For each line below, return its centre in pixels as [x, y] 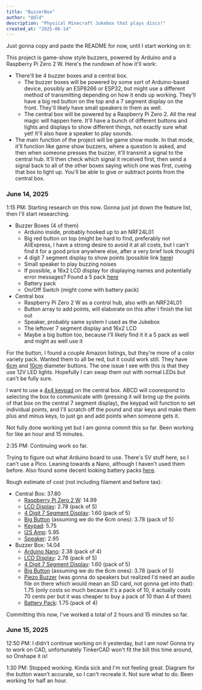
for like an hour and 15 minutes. [45, 434]
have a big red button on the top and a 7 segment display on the [103, 102]
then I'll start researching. [38, 214]
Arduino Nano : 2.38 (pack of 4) [63, 551]
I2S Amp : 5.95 [42, 532]
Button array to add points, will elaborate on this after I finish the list [108, 309]
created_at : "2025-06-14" [39, 29]
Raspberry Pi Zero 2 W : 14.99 [60, 500]
